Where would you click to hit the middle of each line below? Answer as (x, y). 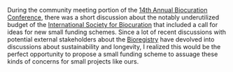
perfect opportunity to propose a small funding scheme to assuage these (113, 54)
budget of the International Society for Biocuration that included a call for (113, 25)
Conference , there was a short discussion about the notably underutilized (113, 17)
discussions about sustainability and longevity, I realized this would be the (114, 47)
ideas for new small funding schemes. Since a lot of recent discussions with (116, 32)
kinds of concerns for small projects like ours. (73, 61)
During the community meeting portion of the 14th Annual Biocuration (107, 10)
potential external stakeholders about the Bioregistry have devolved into (111, 39)
